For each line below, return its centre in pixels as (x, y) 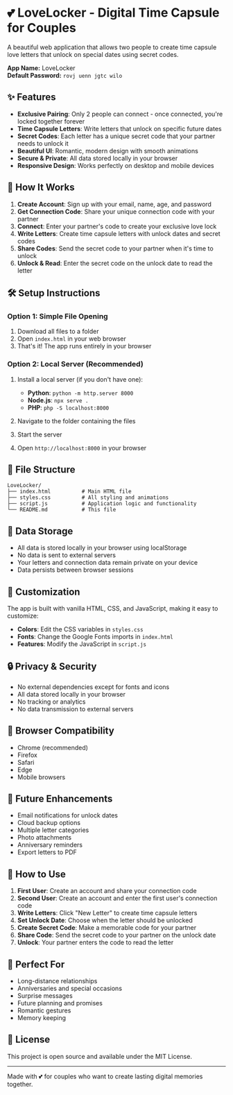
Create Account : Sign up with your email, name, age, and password (114, 204)
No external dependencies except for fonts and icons (93, 687)
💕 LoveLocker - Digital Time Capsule (113, 13)
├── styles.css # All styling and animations (88, 498)
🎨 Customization (44, 592)
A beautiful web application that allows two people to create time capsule (112, 47)
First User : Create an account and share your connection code (107, 891)
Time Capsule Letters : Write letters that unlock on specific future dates (119, 128)
